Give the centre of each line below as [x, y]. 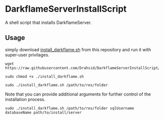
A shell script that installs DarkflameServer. [48, 22]
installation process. [25, 99]
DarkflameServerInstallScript [66, 9]
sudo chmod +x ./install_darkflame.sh [44, 77]
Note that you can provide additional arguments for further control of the [78, 94]
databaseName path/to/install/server [43, 112]
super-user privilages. [27, 55]
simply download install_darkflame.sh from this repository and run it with [78, 49]
